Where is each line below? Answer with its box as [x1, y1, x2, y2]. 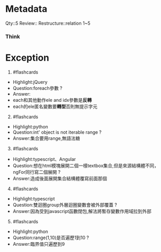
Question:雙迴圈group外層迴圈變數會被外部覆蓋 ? [12, 202, 117, 208]
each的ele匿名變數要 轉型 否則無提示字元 [12, 103, 98, 110]
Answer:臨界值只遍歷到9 [12, 241, 65, 247]
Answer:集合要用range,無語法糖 [12, 135, 80, 141]
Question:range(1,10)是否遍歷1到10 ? [12, 235, 89, 241]
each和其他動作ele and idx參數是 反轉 [12, 97, 92, 103]
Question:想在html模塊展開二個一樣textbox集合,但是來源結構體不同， [12, 163, 159, 169]
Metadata [5, 3, 47, 15]
